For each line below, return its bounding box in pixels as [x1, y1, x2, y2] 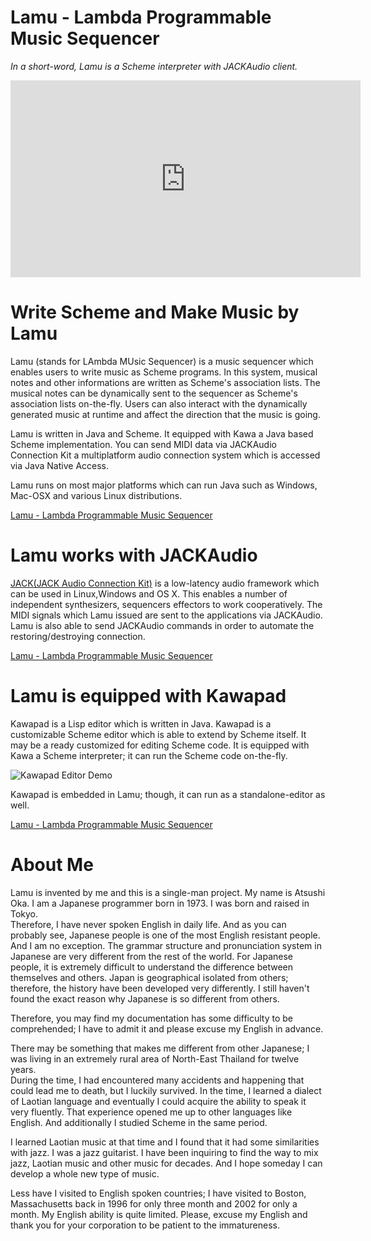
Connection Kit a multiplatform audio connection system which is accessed [10, 449, 321, 461]
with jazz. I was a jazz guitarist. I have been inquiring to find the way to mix [10, 1146, 319, 1158]
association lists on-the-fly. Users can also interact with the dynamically [10, 397, 308, 410]
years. [10, 1063, 37, 1075]
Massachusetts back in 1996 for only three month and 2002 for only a [10, 1197, 298, 1210]
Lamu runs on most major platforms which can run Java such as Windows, [10, 479, 318, 491]
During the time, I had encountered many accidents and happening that [10, 1074, 305, 1086]
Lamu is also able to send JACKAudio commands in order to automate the [10, 619, 315, 631]
